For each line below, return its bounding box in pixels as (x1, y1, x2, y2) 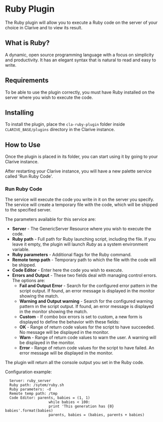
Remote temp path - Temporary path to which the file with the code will (12, 257, 157, 263)
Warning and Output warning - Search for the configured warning (19, 298, 153, 304)
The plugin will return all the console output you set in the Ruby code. (5, 360, 145, 365)
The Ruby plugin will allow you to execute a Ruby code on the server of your (5, 19, 158, 25)
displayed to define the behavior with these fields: (19, 319, 120, 325)
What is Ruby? (5, 39, 50, 47)
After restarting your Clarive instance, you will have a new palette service (5, 168, 152, 174)
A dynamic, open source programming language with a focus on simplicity (5, 52, 154, 58)
